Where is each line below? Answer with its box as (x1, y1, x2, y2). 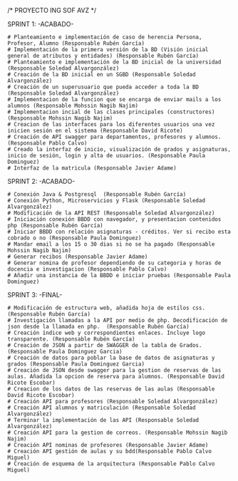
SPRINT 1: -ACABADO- (7, 20, 74, 28)
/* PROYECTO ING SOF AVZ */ (7, 6, 97, 14)
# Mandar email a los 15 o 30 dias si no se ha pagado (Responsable (7, 241, 215, 248)
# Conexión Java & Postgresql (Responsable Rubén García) (7, 191, 187, 198)
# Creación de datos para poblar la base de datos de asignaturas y (7, 354, 215, 361)
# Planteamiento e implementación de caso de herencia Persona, (7, 33, 202, 41)
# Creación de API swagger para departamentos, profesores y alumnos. (7, 133, 222, 140)
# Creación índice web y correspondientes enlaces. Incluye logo (7, 329, 205, 336)
